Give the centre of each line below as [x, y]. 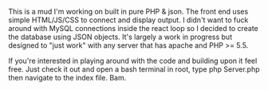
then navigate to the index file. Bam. [67, 78]
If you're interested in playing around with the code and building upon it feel [133, 61]
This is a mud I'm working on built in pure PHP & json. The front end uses [128, 12]
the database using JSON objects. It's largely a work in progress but [120, 37]
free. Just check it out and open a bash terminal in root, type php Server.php [134, 69]
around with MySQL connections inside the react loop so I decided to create [134, 28]
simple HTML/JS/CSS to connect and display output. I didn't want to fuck [128, 20]
